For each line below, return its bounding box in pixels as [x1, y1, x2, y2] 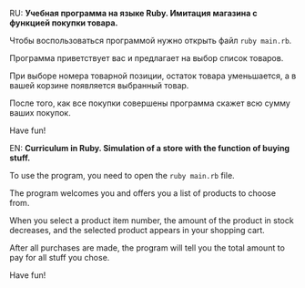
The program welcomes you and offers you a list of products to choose [9, 188, 276, 199]
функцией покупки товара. [9, 17, 118, 28]
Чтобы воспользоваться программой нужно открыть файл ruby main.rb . [9, 36, 292, 46]
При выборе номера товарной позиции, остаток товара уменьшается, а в [9, 70, 297, 81]
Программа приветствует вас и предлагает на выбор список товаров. [9, 53, 284, 63]
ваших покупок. [9, 108, 71, 118]
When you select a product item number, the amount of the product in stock [9, 215, 294, 226]
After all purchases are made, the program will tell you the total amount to [9, 242, 285, 253]
